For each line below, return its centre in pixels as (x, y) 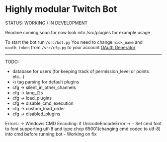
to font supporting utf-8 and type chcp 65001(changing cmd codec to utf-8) (83, 129)
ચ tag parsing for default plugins (46, 82)
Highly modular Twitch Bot (61, 9)
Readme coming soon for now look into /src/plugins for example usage (78, 32)
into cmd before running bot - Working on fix (51, 134)
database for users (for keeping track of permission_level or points (81, 71)
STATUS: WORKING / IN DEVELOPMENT (46, 23)
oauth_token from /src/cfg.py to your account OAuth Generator (70, 47)
